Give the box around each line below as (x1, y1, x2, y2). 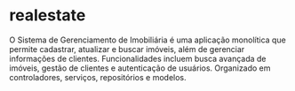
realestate (9, 5, 86, 26)
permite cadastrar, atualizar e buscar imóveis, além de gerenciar (9, 43, 245, 54)
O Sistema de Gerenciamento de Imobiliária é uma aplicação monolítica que (9, 34, 286, 45)
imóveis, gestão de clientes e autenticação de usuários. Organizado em (9, 63, 271, 73)
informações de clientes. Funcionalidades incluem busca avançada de (9, 53, 267, 64)
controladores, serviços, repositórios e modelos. (9, 72, 187, 82)
